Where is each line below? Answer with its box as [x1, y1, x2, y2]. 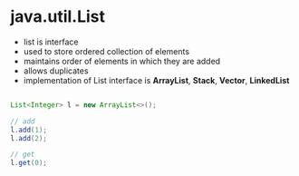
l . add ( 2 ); [10, 133, 48, 142]
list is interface [23, 36, 79, 47]
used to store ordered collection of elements [23, 45, 189, 56]
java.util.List [10, 6, 106, 27]
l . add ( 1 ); [10, 125, 48, 134]
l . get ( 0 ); [10, 159, 48, 168]
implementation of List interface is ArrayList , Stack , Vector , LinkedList [23, 74, 290, 85]
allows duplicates [23, 65, 89, 76]
